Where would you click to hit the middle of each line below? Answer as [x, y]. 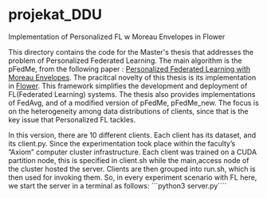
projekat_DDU [55, 15]
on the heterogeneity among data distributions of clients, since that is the [128, 111]
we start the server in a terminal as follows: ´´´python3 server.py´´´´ [118, 185]
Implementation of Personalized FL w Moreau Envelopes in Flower [117, 37]
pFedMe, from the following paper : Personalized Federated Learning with [130, 68]
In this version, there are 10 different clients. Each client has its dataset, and [132, 135]
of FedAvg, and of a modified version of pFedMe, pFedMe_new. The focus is [133, 103]
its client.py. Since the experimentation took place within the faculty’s [122, 143]
